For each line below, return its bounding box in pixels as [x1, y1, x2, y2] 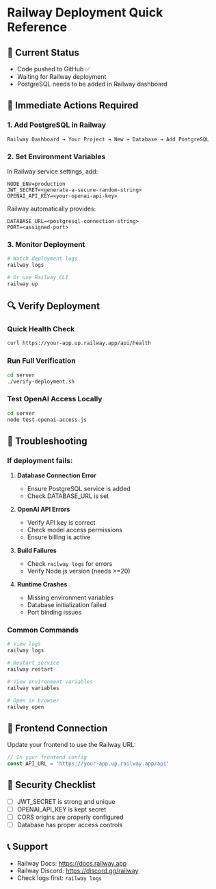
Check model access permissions [27, 526, 123, 534]
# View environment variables [7, 678, 94, 685]
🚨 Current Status [7, 47, 80, 58]
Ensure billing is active [27, 533, 91, 541]
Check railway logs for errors [27, 560, 113, 568]
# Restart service [7, 660, 59, 667]
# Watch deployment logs [7, 255, 78, 262]
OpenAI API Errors [16, 506, 70, 514]
